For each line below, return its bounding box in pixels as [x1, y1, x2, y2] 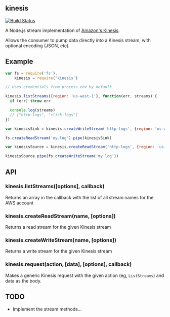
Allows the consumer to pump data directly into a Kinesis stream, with [5, 37, 151, 43]
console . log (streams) [10, 108, 56, 113]
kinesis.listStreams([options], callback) [5, 183, 105, 190]
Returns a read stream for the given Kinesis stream [5, 224, 111, 230]
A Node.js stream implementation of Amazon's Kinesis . [5, 27, 120, 33]
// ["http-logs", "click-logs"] [10, 112, 78, 117]
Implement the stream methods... [12, 306, 82, 312]
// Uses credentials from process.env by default [5, 85, 112, 90]
